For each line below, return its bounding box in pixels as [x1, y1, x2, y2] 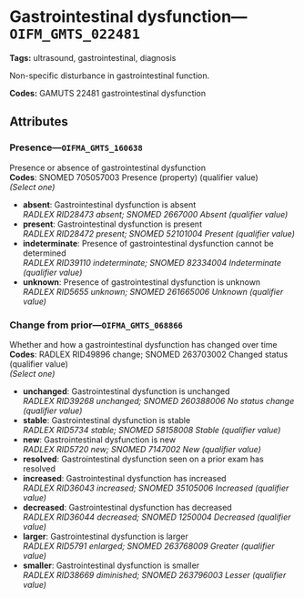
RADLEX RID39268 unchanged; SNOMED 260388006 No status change [22, 395, 295, 406]
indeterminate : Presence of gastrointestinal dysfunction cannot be [22, 238, 275, 248]
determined [22, 248, 66, 258]
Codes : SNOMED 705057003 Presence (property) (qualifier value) [9, 171, 259, 183]
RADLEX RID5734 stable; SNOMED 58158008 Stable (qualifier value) [22, 424, 281, 435]
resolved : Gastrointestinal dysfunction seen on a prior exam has [22, 453, 264, 464]
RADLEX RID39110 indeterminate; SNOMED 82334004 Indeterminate [22, 257, 282, 268]
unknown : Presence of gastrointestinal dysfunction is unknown [22, 276, 261, 288]
